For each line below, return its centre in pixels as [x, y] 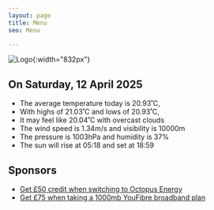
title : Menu [28, 23]
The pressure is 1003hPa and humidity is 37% [94, 137]
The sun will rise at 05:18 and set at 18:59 [87, 145]
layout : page [30, 15]
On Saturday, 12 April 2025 [76, 84]
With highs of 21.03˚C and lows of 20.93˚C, [90, 112]
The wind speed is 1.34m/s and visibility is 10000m [102, 129]
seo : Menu [24, 30]
